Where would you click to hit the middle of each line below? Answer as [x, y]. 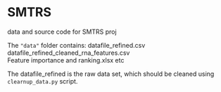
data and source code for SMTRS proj [62, 32]
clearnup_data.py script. [43, 81]
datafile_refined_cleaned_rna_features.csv [69, 53]
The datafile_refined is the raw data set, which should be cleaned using [111, 74]
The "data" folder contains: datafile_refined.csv [76, 45]
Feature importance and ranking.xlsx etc [66, 60]
